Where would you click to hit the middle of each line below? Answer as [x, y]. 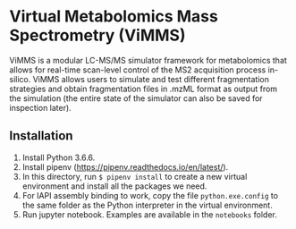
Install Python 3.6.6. [59, 157]
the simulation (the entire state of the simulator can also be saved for [136, 98]
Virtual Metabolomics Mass [114, 17]
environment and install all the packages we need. [114, 186]
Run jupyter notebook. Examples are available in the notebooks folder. [149, 214]
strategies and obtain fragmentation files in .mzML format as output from [144, 89]
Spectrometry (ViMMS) [97, 35]
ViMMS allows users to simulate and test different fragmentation [151, 79]
